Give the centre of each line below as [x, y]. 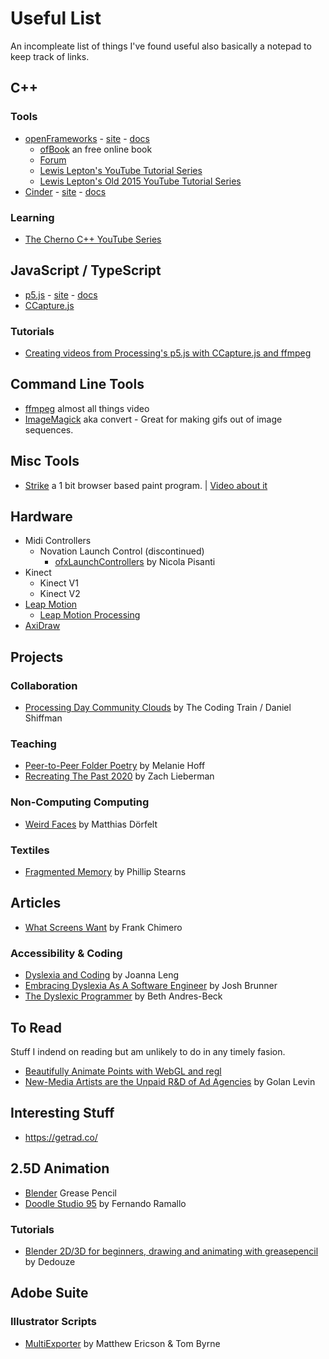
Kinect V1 [59, 583]
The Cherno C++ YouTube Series [93, 239]
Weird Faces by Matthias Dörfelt [91, 824]
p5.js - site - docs [61, 294]
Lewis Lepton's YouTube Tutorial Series [121, 170]
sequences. [49, 429]
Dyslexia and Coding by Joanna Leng [102, 975]
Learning [32, 217]
